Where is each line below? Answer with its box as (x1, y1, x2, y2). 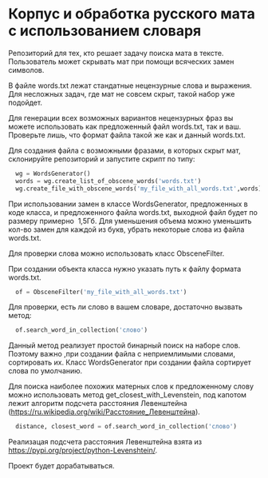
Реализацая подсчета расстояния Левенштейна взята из (8, 437, 203, 447)
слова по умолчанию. (8, 366, 83, 376)
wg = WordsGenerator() (15, 169, 91, 177)
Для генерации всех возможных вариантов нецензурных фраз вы (8, 113, 234, 122)
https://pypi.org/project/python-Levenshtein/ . (8, 445, 158, 456)
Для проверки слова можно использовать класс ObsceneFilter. (8, 249, 225, 258)
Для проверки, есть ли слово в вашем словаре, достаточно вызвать (8, 302, 243, 312)
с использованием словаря (8, 22, 202, 40)
